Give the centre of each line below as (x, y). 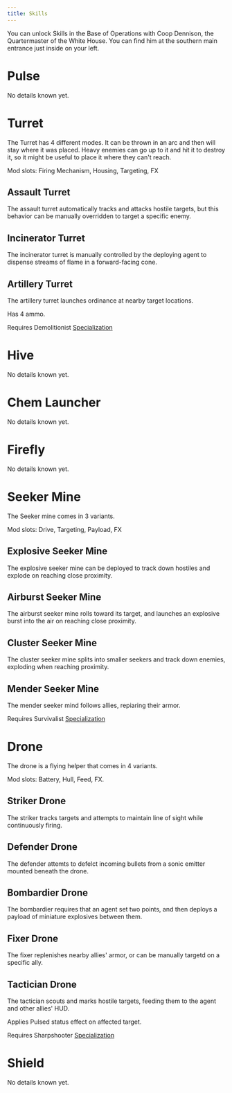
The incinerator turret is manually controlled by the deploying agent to (107, 255)
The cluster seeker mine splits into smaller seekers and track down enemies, (116, 659)
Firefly (26, 450)
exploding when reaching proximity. (58, 667)
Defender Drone (43, 847)
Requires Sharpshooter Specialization (61, 1035)
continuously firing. (35, 825)
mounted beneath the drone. (48, 871)
